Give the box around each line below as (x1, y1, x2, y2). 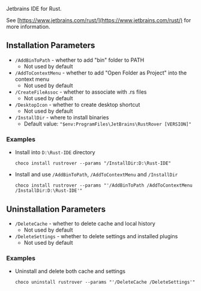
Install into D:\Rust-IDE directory (14, 149, 95, 156)
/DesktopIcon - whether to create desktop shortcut (14, 101, 140, 108)
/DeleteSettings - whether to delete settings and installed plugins (14, 232, 178, 239)
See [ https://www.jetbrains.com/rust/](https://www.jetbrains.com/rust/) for (6, 17, 191, 23)
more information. (6, 23, 50, 30)
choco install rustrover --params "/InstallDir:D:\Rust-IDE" (14, 160, 172, 167)
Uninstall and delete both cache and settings (14, 268, 126, 275)
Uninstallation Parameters (6, 204, 106, 214)
